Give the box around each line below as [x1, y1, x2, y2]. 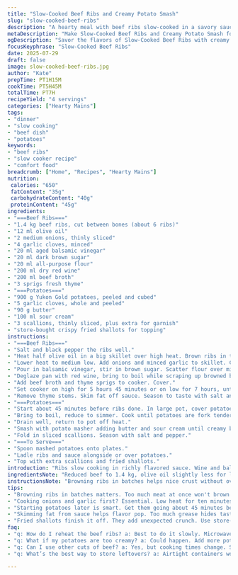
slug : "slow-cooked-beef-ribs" [7, 17, 100, 24]
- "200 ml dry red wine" [7, 267, 81, 274]
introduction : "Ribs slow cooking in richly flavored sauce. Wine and [7, 465, 220, 472]
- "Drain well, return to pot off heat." [7, 419, 132, 426]
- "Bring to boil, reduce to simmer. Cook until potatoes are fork [7, 412, 211, 419]
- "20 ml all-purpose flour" [7, 261, 93, 268]
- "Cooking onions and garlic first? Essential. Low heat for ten [7, 497, 208, 505]
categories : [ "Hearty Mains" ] [7, 103, 97, 110]
